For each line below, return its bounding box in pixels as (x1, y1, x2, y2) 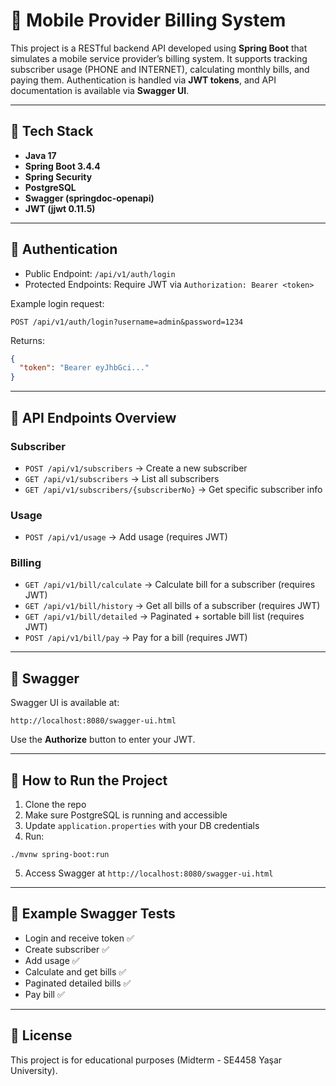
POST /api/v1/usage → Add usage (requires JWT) (24, 531, 228, 543)
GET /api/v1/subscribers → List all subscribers (24, 472, 220, 484)
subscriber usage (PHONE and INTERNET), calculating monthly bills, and (10, 63, 310, 75)
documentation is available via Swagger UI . (10, 84, 190, 96)
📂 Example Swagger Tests (10, 905, 176, 923)
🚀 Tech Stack (10, 123, 94, 140)
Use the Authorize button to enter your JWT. (10, 734, 196, 746)
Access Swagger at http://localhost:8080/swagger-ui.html (24, 867, 274, 879)
